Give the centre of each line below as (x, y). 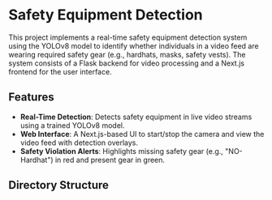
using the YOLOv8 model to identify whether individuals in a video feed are (134, 45)
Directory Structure (59, 185)
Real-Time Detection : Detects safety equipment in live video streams (136, 117)
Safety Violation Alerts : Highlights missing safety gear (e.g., (121, 151)
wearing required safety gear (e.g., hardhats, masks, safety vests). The (127, 54)
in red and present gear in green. (110, 160)
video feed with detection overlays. (79, 143)
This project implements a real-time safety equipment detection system (128, 37)
